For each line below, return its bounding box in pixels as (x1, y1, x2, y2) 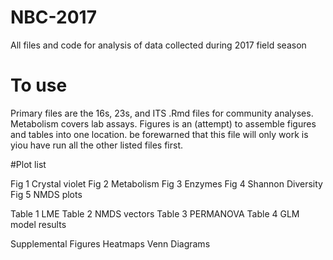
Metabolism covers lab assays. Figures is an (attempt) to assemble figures (10, 117, 317, 130)
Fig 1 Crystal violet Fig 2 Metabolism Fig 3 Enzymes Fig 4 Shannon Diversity (10, 177, 323, 190)
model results (10, 218, 67, 230)
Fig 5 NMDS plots (10, 188, 83, 200)
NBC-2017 (10, 6, 97, 29)
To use (10, 74, 68, 97)
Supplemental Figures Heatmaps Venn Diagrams (10, 237, 211, 250)
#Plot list (10, 158, 47, 170)
